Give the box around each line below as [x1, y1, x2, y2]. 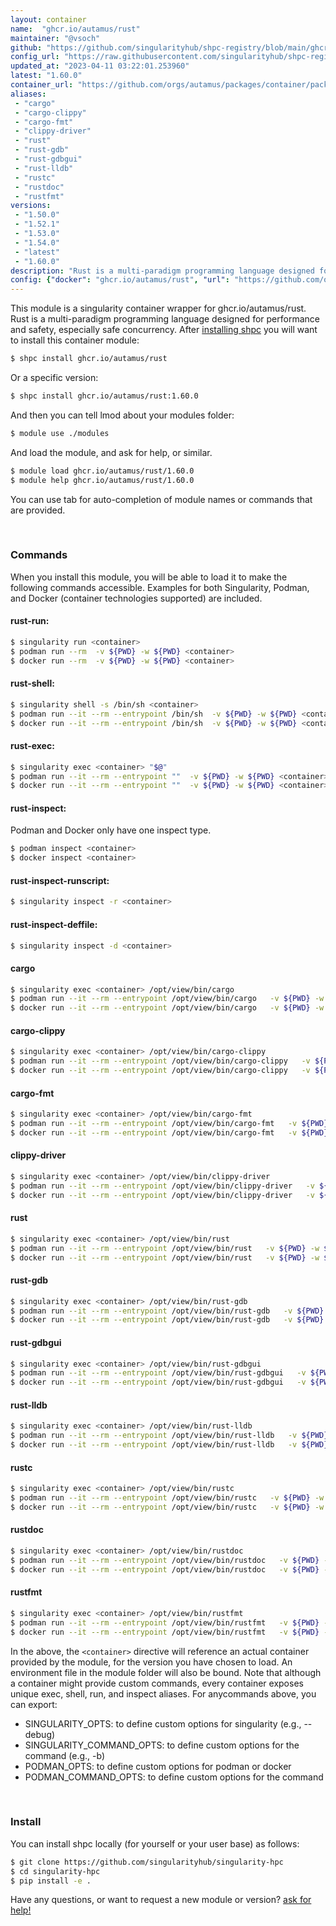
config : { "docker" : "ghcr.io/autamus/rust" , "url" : [10, 275, 230, 285]
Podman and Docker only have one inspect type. [10, 824, 212, 836]
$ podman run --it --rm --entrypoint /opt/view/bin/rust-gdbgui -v [10, 1368, 307, 1378]
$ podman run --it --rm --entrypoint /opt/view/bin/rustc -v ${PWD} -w [10, 1493, 325, 1503]
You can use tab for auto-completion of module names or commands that [10, 493, 313, 505]
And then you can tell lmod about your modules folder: [10, 409, 235, 421]
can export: [10, 1698, 58, 1710]
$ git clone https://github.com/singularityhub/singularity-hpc [10, 1857, 284, 1867]
